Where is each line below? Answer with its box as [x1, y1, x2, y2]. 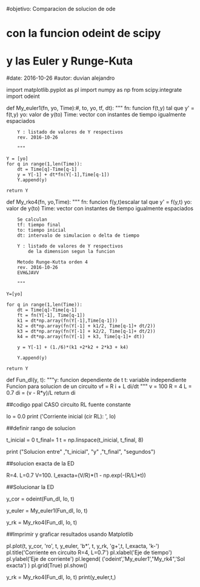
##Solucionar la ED [6, 484, 55, 491]
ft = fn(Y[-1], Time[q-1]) [17, 313, 85, 319]
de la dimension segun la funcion [28, 249, 115, 255]
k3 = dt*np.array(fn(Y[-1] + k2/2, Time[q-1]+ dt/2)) [17, 328, 156, 335]
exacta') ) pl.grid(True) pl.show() [6, 562, 88, 569]
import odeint [6, 92, 40, 100]
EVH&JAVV [17, 270, 39, 276]
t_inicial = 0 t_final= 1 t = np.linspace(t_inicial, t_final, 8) [6, 436, 144, 443]
